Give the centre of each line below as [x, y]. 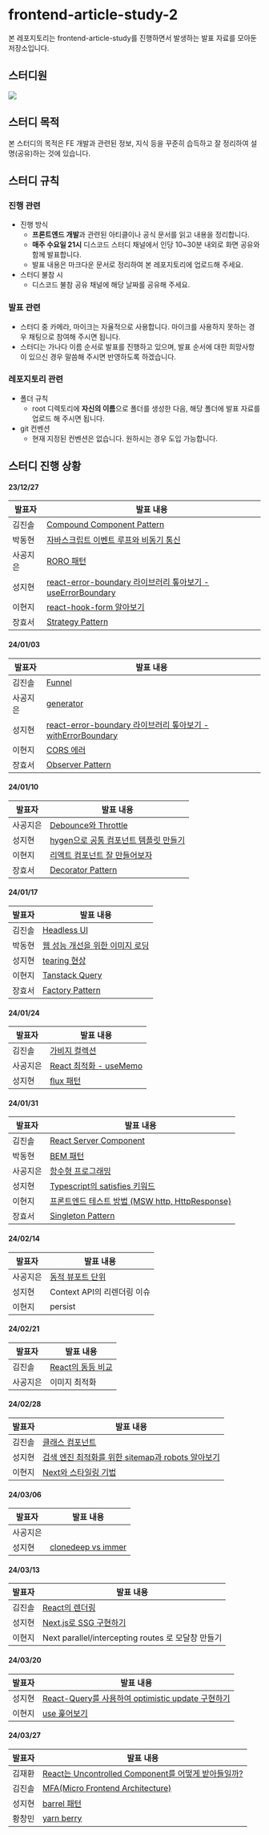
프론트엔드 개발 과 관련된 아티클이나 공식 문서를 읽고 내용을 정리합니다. [141, 235]
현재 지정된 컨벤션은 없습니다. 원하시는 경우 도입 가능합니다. [125, 438]
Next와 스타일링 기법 [80, 1472]
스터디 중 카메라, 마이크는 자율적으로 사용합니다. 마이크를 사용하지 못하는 [133, 326]
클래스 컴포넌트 [70, 1443]
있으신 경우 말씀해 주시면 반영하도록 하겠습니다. [102, 356]
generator [65, 703]
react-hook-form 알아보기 [96, 607]
